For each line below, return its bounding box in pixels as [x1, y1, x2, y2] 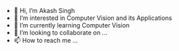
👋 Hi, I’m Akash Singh [13, 7, 75, 14]
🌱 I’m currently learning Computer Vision [13, 21, 130, 29]
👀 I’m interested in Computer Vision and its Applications [13, 14, 173, 22]
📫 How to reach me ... [13, 37, 78, 44]
